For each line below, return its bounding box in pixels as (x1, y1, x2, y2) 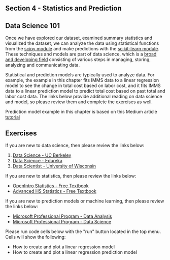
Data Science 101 (5, 21, 60, 30)
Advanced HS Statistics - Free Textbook (12, 188, 97, 194)
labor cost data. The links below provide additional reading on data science (5, 94, 162, 100)
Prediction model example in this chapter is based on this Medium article (5, 109, 157, 115)
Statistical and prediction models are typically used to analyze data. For (5, 72, 155, 78)
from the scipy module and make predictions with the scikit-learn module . (5, 46, 160, 52)
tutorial (5, 114, 20, 120)
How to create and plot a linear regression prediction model (12, 249, 137, 255)
